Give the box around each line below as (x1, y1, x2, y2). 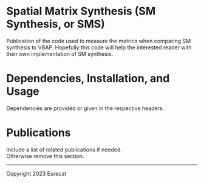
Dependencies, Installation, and (6, 72, 170, 86)
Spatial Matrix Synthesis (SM (6, 4, 156, 18)
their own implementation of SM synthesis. (6, 50, 114, 57)
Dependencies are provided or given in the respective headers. (6, 105, 165, 112)
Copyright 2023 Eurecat (6, 170, 67, 177)
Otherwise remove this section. (6, 152, 84, 159)
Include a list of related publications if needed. (6, 146, 123, 153)
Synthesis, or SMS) (6, 17, 105, 31)
